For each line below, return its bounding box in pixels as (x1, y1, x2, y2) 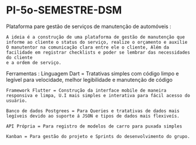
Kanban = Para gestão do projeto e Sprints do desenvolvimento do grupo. (6, 133, 191, 139)
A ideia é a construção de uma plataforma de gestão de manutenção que (6, 34, 185, 40)
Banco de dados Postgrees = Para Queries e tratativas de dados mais (6, 108, 180, 114)
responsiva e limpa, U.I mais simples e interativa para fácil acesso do (6, 92, 191, 98)
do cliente (6, 54, 33, 60)
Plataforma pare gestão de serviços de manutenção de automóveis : (6, 23, 171, 30)
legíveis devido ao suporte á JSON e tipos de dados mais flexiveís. (6, 113, 180, 119)
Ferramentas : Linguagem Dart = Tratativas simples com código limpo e (6, 70, 179, 77)
